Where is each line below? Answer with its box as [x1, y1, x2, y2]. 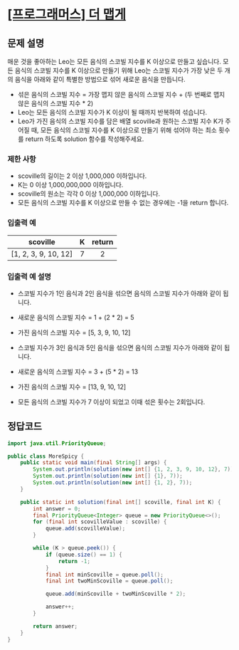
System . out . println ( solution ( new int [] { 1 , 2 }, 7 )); [33, 479, 193, 486]
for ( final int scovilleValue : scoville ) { [33, 518, 167, 525]
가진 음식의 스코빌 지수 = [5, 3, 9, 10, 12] [17, 328, 131, 337]
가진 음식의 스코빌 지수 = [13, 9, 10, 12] [17, 382, 127, 391]
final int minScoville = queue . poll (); [45, 571, 164, 578]
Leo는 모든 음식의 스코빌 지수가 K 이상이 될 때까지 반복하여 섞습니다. [17, 108, 208, 116]
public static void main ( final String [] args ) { [20, 459, 167, 466]
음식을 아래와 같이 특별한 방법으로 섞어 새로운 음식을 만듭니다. [14, 75, 186, 83]
